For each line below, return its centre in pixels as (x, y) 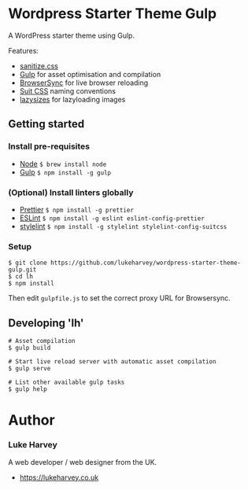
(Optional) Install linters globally (71, 192)
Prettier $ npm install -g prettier (76, 209)
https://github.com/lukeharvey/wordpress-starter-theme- (146, 263)
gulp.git (22, 270)
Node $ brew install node (63, 164)
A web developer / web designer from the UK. (83, 462)
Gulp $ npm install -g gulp (65, 172)
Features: (24, 50)
